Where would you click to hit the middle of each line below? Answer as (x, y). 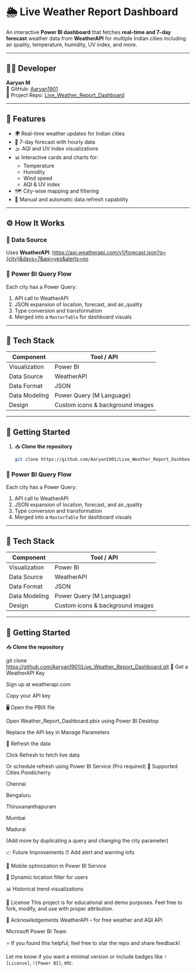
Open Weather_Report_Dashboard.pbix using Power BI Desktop (83, 721)
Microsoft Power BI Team (36, 931)
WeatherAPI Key (25, 673)
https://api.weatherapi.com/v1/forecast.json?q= (109, 252)
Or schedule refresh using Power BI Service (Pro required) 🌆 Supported (92, 766)
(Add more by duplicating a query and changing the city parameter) (87, 840)
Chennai (16, 783)
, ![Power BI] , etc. (51, 963)
